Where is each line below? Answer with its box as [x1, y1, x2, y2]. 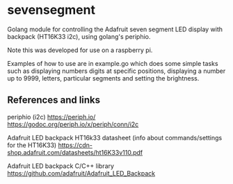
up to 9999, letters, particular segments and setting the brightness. [7, 74, 200, 82]
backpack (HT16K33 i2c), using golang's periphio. [7, 32, 151, 40]
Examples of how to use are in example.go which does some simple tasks [7, 59, 218, 67]
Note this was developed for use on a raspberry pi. [7, 46, 153, 54]
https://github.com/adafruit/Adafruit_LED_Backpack [7, 169, 155, 177]
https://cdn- [58, 141, 93, 149]
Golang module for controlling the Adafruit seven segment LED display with [7, 25, 223, 33]
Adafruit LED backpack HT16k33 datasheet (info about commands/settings [7, 133, 223, 142]
